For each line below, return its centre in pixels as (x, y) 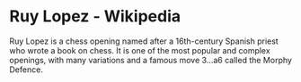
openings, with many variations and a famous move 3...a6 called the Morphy (150, 60)
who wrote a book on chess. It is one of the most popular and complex (140, 50)
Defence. (26, 70)
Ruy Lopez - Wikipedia (95, 16)
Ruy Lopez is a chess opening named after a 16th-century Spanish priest (144, 41)
